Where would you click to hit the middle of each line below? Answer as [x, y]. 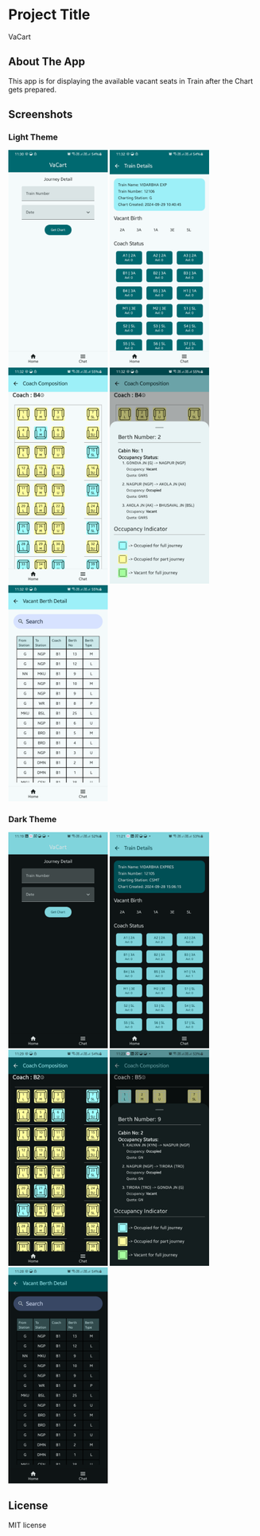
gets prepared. [33, 89]
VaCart [19, 37]
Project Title [49, 15]
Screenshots [41, 114]
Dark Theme [33, 820]
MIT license [27, 1525]
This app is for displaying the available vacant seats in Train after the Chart [131, 80]
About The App [47, 62]
